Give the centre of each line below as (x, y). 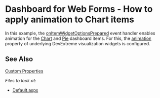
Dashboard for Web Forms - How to (79, 9)
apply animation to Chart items (70, 19)
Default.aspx (25, 90)
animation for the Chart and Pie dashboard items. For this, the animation (78, 38)
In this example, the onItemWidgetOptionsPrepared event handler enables (80, 33)
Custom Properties (24, 71)
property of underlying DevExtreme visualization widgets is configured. (78, 43)
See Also (19, 59)
